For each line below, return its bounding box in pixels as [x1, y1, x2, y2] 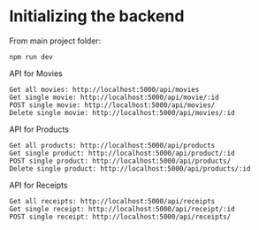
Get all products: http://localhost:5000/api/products [9, 141, 216, 149]
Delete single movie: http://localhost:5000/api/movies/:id [9, 108, 236, 117]
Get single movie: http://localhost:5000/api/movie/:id [9, 93, 219, 102]
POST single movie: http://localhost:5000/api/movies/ [9, 100, 216, 110]
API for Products [9, 124, 69, 134]
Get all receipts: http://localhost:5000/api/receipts [9, 196, 216, 205]
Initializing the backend [9, 6, 185, 27]
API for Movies [9, 68, 64, 79]
